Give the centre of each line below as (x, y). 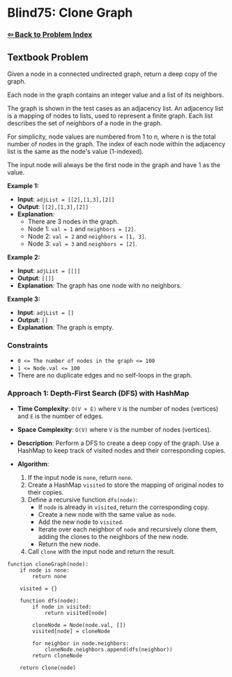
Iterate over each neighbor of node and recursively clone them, (128, 529)
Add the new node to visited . (81, 522)
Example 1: (23, 185)
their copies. (46, 492)
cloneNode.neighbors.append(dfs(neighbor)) (108, 649)
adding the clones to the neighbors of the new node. (114, 536)
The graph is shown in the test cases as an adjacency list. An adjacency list (115, 108)
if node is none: (45, 570)
